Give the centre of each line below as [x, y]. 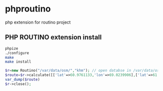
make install [18, 62]
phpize [12, 48]
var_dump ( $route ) [23, 79]
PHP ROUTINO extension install [53, 37]
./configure [17, 53]
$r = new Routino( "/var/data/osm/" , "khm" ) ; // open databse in [68, 71]
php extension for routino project [38, 22]
